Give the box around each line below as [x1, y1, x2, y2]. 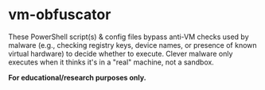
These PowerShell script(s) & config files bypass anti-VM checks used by [8, 32, 249, 41]
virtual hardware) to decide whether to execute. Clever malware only [8, 49, 233, 58]
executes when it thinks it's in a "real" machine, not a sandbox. [8, 57, 215, 67]
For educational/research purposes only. [8, 72, 147, 82]
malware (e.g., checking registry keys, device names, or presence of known [8, 40, 257, 49]
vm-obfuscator [8, 6, 111, 24]
